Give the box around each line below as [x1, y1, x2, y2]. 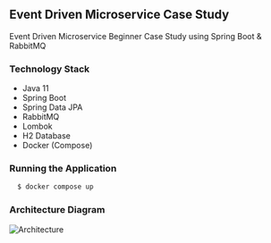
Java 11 [21, 83, 49, 94]
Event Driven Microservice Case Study [9, 7, 230, 22]
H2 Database [21, 130, 72, 141]
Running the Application [9, 163, 117, 175]
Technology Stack [9, 63, 90, 75]
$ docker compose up [17, 182, 94, 191]
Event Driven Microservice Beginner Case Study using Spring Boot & [9, 30, 262, 41]
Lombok [21, 121, 54, 132]
